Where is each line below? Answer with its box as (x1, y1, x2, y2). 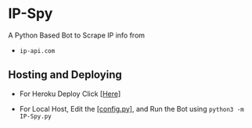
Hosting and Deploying (8, 68, 123, 82)
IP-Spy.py (19, 112, 52, 120)
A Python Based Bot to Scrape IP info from (8, 30, 146, 40)
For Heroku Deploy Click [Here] (19, 89, 121, 98)
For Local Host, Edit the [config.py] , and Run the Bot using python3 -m (19, 104, 245, 113)
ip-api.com (19, 47, 56, 55)
